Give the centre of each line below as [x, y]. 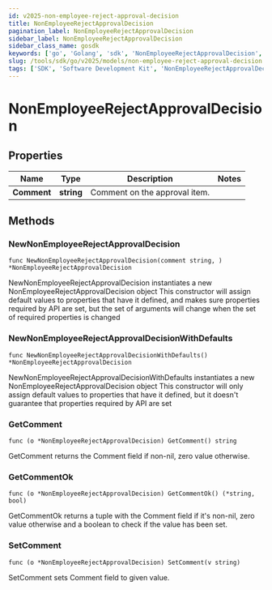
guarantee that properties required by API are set [90, 403]
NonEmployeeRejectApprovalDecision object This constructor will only [126, 386]
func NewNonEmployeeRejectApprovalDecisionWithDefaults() [108, 355]
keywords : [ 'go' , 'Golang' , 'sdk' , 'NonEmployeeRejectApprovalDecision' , [136, 53]
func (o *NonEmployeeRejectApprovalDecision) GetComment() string [123, 441]
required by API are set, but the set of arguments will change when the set [132, 309]
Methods [32, 221]
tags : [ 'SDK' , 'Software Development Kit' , [83, 69]
